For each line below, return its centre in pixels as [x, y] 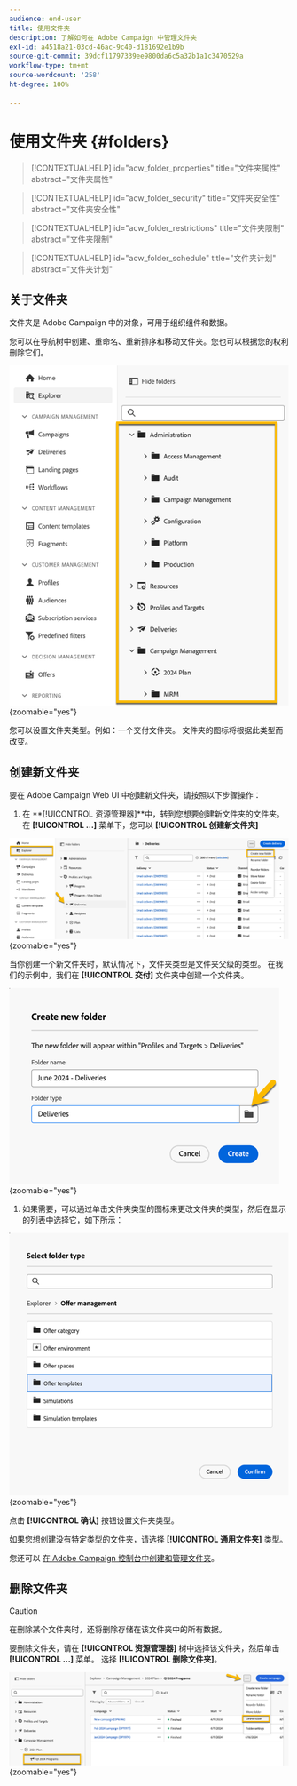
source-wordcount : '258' [55, 76]
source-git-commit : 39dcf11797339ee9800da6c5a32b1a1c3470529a [126, 56]
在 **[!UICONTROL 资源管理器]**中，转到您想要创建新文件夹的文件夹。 [153, 814]
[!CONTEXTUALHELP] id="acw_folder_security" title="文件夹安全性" [156, 198]
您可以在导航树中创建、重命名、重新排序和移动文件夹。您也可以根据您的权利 [149, 341]
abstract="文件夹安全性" [76, 209]
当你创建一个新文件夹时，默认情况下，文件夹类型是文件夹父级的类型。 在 [142, 963]
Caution [23, 1611]
